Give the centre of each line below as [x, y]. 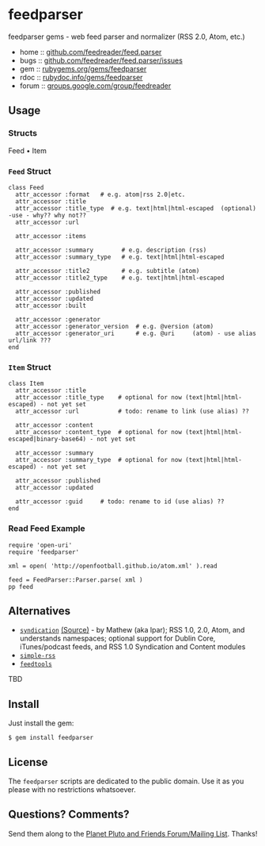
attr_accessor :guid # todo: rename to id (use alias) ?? [120, 502]
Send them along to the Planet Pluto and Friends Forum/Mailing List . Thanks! [133, 833]
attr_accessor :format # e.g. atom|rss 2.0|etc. [100, 194]
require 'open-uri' [40, 545]
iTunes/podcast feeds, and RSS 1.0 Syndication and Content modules [132, 647]
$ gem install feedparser [51, 738]
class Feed [26, 187]
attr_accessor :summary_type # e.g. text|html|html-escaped [120, 257]
